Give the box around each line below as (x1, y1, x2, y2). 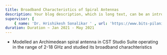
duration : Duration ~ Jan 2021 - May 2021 (5, 26, 94, 30)
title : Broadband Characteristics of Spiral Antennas (5, 7, 119, 12)
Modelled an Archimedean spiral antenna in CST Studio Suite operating (12, 39, 158, 45)
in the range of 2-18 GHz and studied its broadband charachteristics (12, 44, 153, 50)
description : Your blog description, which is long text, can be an (5, 12, 150, 17)
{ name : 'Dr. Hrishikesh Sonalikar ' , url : (14, 21, 108, 26)
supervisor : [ (5, 16, 35, 21)
